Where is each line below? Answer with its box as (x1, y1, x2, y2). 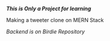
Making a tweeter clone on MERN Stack (6, 17, 104, 23)
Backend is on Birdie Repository (6, 28, 85, 35)
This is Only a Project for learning (6, 5, 91, 12)
